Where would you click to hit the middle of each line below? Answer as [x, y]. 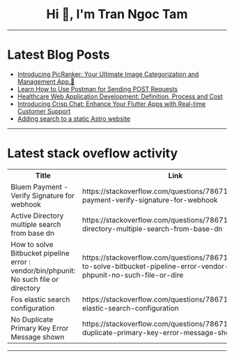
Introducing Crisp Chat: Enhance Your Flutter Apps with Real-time [111, 103]
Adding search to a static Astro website [74, 119]
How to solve [32, 244]
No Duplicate [32, 319]
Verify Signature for [43, 195]
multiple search [36, 224]
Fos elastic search [40, 299]
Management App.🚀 [46, 81]
